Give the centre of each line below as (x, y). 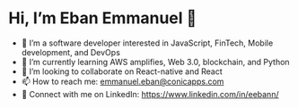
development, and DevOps (70, 52)
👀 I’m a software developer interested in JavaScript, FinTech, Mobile (147, 43)
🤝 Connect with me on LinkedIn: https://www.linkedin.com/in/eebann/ (150, 94)
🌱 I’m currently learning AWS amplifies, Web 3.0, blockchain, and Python (155, 62)
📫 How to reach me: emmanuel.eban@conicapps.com (123, 81)
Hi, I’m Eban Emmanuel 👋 (103, 18)
